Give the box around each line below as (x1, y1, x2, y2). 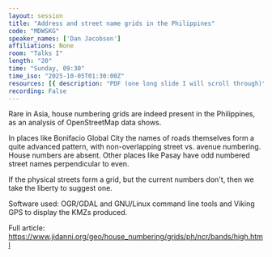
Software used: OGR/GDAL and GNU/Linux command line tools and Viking (8, 199, 255, 209)
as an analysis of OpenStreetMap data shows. (8, 118, 162, 128)
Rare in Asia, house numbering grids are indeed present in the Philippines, (8, 109, 256, 119)
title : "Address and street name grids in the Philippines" (8, 19, 216, 27)
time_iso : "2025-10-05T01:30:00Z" (8, 72, 125, 80)
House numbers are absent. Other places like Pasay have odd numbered (8, 150, 251, 160)
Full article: (8, 223, 45, 233)
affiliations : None (8, 42, 74, 50)
